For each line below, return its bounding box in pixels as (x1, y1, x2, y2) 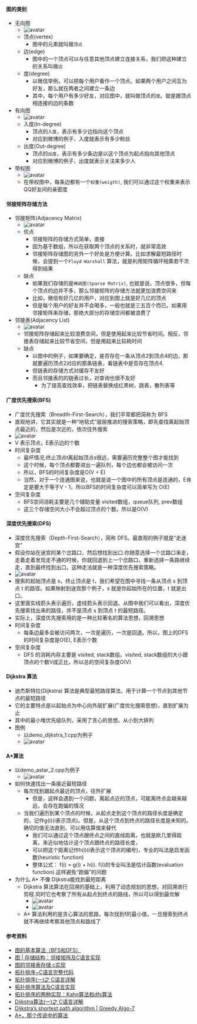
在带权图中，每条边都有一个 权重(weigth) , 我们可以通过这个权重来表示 (23, 179, 191, 186)
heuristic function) (39, 854, 84, 861)
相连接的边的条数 (32, 100, 74, 107)
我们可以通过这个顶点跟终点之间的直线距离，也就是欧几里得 (32, 832, 177, 839)
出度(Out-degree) (23, 143, 66, 150)
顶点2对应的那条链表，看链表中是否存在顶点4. (52, 360, 164, 367)
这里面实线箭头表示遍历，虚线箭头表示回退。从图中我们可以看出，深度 (14, 599, 185, 607)
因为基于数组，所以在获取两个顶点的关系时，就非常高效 (32, 243, 166, 250)
